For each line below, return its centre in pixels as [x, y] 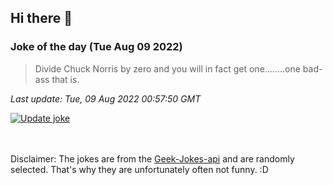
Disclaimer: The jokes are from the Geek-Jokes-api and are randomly [152, 158]
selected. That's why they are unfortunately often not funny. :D [139, 169]
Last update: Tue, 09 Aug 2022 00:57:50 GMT [106, 98]
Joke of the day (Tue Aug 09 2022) [96, 47]
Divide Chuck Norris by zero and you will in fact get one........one [167, 68]
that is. [65, 79]
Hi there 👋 [41, 18]
